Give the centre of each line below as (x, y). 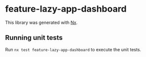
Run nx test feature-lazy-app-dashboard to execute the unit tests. (73, 49)
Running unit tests (34, 38)
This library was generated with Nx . (41, 22)
